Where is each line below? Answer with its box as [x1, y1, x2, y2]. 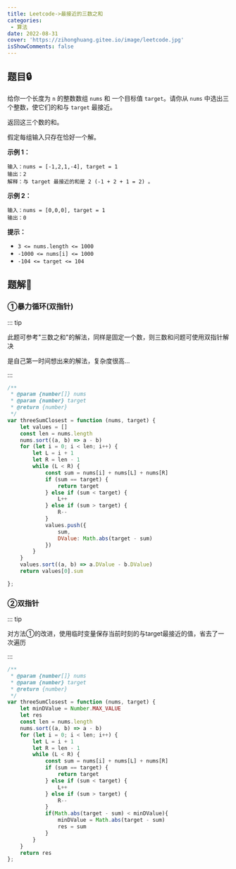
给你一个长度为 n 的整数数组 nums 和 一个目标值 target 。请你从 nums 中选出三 [7, 94, 229, 102]
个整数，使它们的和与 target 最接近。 [7, 103, 116, 111]
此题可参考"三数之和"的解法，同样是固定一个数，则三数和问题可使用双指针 [7, 333, 223, 341]
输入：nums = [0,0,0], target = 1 [7, 207, 106, 214]
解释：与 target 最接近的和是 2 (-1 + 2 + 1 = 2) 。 [7, 178, 154, 185]
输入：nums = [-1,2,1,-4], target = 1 [7, 163, 118, 170]
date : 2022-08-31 [7, 30, 58, 37]
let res [20, 712, 42, 719]
